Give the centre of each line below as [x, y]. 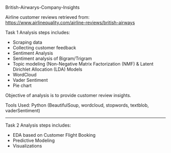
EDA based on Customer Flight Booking [54, 135]
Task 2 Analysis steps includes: [38, 125]
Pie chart [22, 85]
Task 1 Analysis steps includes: [38, 32]
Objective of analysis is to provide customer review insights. [68, 95]
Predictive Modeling [34, 140]
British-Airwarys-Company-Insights [42, 7]
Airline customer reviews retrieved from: [48, 17]
